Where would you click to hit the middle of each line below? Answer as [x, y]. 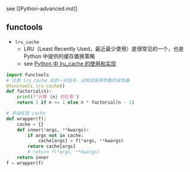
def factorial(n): [29, 92]
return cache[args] [52, 146]
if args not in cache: [56, 135]
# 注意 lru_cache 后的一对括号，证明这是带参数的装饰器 [68, 80]
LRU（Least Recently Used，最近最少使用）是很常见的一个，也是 [104, 49]
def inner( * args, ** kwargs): [53, 130]
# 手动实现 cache [26, 113]
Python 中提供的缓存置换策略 [59, 56]
